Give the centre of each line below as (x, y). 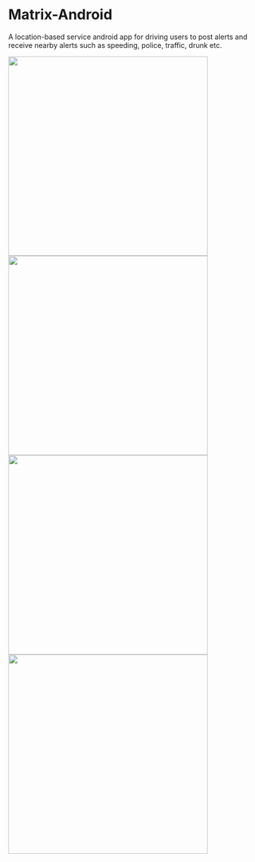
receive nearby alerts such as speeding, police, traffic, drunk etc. (115, 45)
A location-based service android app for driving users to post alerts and (128, 37)
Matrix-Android (61, 15)
